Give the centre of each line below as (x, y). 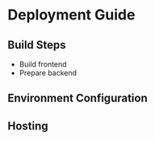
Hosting (28, 126)
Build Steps (37, 45)
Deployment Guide (71, 15)
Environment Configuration (77, 98)
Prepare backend (48, 73)
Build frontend (43, 64)
